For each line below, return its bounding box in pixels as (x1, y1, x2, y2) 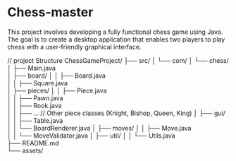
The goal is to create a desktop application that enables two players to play (7, 35, 225, 43)
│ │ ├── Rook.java (7, 101, 62, 109)
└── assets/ (7, 146, 44, 155)
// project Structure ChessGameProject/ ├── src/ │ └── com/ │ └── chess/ (7, 56, 229, 64)
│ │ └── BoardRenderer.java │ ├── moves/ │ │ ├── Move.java (7, 124, 192, 132)
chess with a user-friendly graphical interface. (7, 42, 142, 51)
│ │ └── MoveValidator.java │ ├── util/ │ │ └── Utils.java (7, 131, 175, 140)
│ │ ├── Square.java (7, 78, 68, 87)
